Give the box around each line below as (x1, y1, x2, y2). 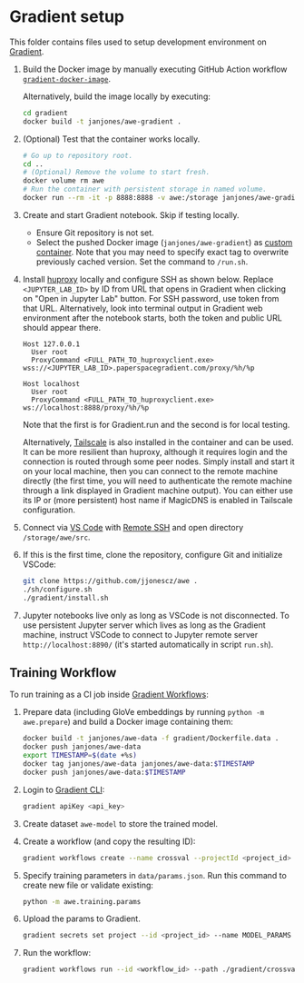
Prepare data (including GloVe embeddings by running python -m (22, 707, 265, 718)
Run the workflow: (22, 948, 92, 958)
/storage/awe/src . (22, 531, 91, 542)
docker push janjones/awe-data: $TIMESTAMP (22, 768, 186, 777)
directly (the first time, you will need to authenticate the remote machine (22, 475, 293, 486)
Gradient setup (9, 6, 125, 27)
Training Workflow (9, 665, 117, 680)
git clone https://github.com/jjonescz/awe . (22, 576, 198, 585)
